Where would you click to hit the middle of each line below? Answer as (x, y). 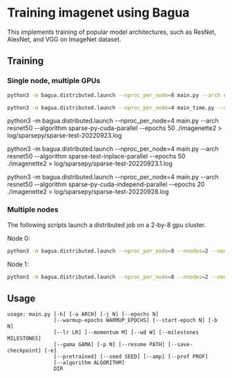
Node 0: (19, 238)
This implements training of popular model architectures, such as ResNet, (112, 32)
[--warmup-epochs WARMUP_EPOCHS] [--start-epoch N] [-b (135, 321)
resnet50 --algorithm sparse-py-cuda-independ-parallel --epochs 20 (106, 184)
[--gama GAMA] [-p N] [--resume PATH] (109, 345)
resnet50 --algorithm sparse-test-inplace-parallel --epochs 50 (96, 156)
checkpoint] (24, 351)
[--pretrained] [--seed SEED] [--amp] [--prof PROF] (131, 357)
